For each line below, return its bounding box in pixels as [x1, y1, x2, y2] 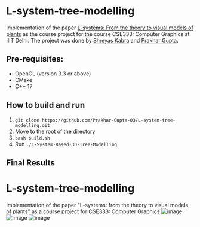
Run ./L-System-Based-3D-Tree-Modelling [14, 140, 118, 147]
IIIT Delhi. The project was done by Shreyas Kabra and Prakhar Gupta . [6, 37, 179, 44]
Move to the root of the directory [14, 128, 96, 135]
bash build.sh [14, 135, 50, 141]
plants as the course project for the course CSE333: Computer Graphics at [6, 30, 190, 37]
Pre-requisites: [6, 54, 64, 64]
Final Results [6, 158, 56, 168]
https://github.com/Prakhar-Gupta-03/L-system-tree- [41, 117, 176, 123]
